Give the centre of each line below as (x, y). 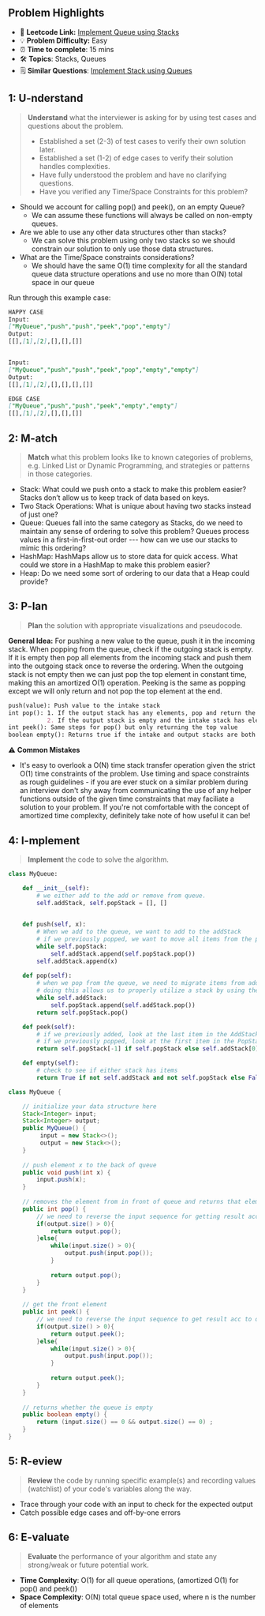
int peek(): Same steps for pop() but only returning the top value (123, 727)
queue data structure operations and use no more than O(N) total (137, 274)
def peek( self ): (49, 1027)
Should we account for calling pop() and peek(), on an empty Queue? (132, 207)
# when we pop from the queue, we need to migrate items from (141, 983)
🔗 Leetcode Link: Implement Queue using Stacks (99, 32)
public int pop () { (54, 1209)
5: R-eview (35, 1462)
